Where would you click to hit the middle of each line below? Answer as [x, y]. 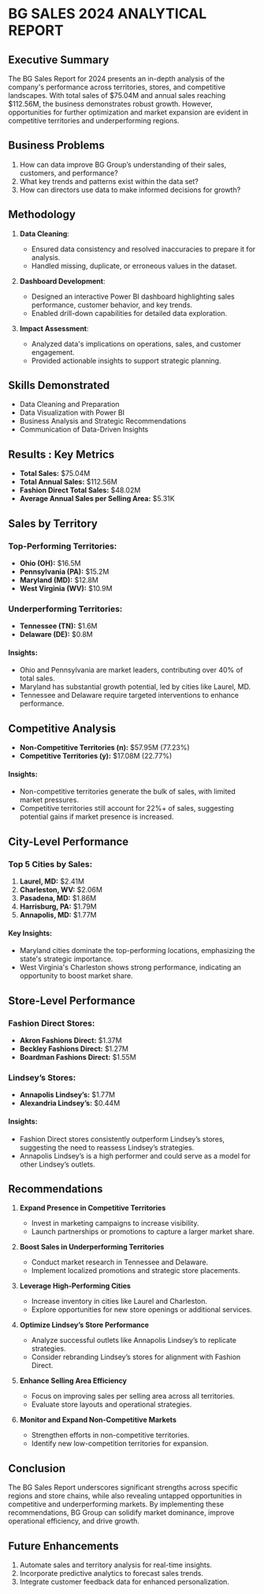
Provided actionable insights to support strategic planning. [126, 360]
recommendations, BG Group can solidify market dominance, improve [121, 1513]
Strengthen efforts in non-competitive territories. [110, 1435]
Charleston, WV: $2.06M [61, 890]
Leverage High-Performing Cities [75, 1286]
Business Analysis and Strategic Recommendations [103, 421]
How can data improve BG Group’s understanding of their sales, [123, 164]
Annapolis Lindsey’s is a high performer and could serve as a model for [135, 1155]
